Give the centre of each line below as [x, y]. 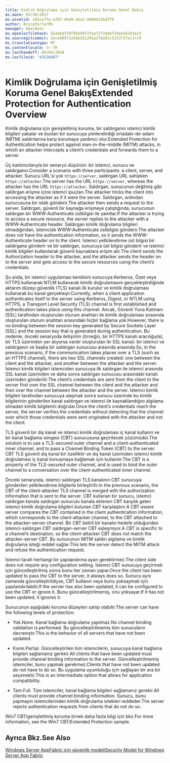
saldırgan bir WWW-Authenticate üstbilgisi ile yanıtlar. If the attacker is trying [85, 214]
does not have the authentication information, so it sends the [69, 235]
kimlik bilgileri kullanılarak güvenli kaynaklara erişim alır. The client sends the [84, 251]
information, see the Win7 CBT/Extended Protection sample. [68, 722]
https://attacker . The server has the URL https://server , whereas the [79, 181]
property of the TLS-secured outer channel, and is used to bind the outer [81, 465]
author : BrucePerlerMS [29, 24]
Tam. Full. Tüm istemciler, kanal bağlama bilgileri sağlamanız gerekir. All [86, 691]
